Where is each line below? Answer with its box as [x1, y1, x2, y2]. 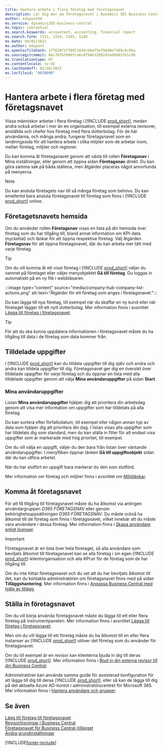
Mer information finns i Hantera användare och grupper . [5, 688, 116, 693]
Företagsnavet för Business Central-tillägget [5, 725, 94, 731]
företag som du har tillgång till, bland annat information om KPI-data [5, 230, 141, 236]
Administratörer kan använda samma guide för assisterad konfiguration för [5, 672, 154, 678]
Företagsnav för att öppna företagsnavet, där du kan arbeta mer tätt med [5, 241, 152, 247]
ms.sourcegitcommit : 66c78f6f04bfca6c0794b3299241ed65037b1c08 [5, 52, 136, 58]
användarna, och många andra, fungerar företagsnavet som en [5, 134, 131, 139]
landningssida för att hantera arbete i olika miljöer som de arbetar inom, [5, 138, 148, 144]
